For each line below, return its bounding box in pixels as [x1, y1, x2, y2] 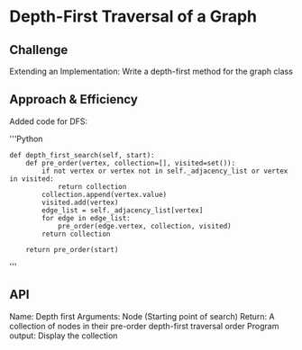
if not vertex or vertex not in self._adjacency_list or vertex [41, 166, 288, 175]
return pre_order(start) [25, 245, 119, 254]
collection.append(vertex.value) [41, 190, 168, 199]
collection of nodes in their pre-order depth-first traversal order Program [9, 320, 279, 331]
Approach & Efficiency [9, 92, 138, 107]
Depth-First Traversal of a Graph [9, 6, 258, 27]
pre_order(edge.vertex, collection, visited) [57, 221, 232, 230]
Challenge [9, 42, 69, 58]
